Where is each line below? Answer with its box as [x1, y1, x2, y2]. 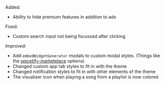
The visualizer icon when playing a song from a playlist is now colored [12, 74, 159, 79]
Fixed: [5, 23, 18, 29]
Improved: [5, 43, 27, 49]
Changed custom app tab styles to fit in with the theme [12, 63, 127, 69]
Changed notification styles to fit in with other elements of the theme [12, 68, 156, 74]
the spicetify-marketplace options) [12, 58, 85, 64]
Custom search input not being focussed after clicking [12, 33, 126, 39]
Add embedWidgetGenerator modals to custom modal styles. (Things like [12, 52, 160, 58]
